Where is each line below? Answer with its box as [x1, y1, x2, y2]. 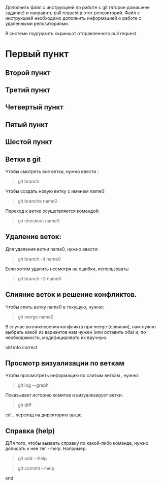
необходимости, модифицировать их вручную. [5, 334, 108, 340]
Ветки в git [5, 155, 41, 163]
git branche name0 [17, 198, 58, 204]
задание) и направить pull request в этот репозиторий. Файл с [5, 10, 140, 16]
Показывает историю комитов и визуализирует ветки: [5, 392, 123, 398]
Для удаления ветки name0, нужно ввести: [5, 246, 99, 252]
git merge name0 [17, 313, 54, 320]
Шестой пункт [5, 137, 52, 147]
